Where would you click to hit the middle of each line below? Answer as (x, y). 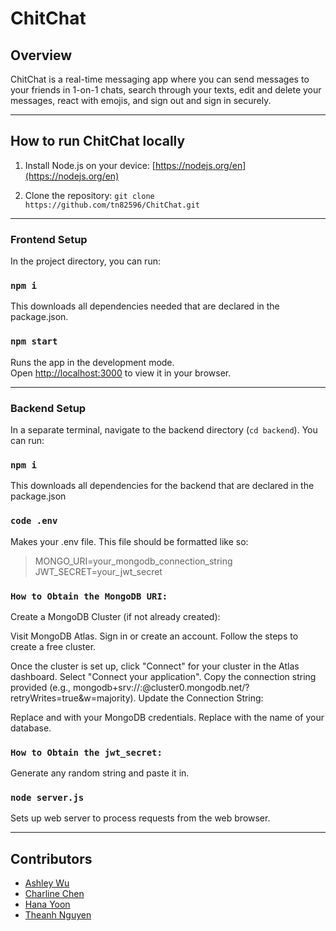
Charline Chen (54, 894)
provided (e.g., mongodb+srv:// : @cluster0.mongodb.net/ (128, 687)
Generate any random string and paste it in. (100, 773)
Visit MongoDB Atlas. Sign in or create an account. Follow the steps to (154, 636)
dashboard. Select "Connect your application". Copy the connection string (163, 676)
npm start (34, 341)
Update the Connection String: (201, 698)
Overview (41, 55)
